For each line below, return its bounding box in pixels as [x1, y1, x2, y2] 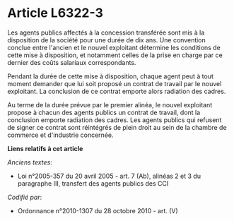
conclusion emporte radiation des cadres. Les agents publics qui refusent [7, 115, 222, 124]
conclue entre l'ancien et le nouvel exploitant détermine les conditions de [7, 43, 221, 52]
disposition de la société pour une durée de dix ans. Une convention [7, 35, 206, 44]
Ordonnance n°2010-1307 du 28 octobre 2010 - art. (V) [17, 206, 178, 215]
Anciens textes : [7, 157, 53, 167]
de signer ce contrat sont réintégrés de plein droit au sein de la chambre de [7, 123, 228, 131]
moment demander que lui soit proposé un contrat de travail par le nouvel [7, 79, 222, 88]
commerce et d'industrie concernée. [7, 131, 114, 139]
